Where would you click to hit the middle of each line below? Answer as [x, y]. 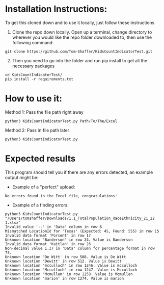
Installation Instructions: [56, 9]
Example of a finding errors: [40, 205]
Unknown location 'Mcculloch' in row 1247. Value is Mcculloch [71, 270]
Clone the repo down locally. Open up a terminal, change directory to [82, 32]
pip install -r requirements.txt [39, 79]
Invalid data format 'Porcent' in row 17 [48, 235]
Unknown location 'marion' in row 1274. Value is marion [65, 278]
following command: [33, 42]
